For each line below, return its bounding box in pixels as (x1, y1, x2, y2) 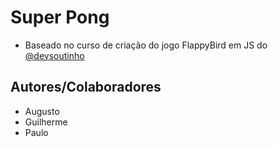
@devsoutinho (24, 49, 85, 61)
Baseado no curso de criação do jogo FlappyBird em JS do (24, 39, 268, 51)
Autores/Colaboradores (10, 79, 162, 96)
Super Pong (10, 6, 110, 29)
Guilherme (24, 116, 68, 128)
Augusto (24, 105, 60, 117)
